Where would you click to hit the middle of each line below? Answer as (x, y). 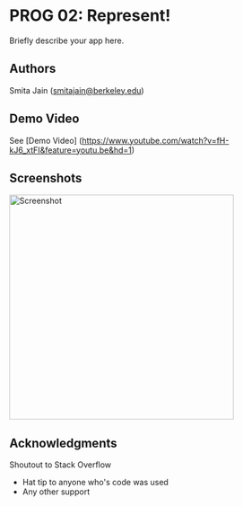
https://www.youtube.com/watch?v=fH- (156, 140)
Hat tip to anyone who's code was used (95, 483)
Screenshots (46, 178)
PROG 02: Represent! (90, 16)
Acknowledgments (64, 443)
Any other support (56, 492)
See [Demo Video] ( (46, 140)
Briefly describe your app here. (67, 40)
